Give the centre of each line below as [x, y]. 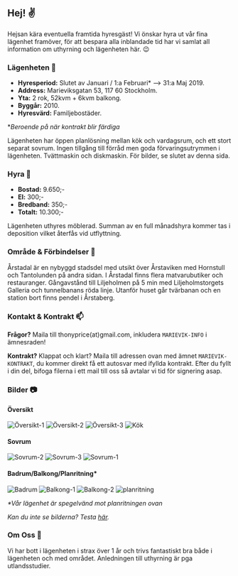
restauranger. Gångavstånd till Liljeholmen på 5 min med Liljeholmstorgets [115, 282]
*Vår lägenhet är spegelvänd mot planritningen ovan [85, 503]
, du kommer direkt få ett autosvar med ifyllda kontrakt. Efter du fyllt [132, 363]
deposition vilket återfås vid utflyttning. [65, 234]
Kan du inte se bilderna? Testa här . [59, 517]
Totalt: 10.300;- [40, 212]
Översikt [20, 409]
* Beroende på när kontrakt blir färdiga [64, 127]
